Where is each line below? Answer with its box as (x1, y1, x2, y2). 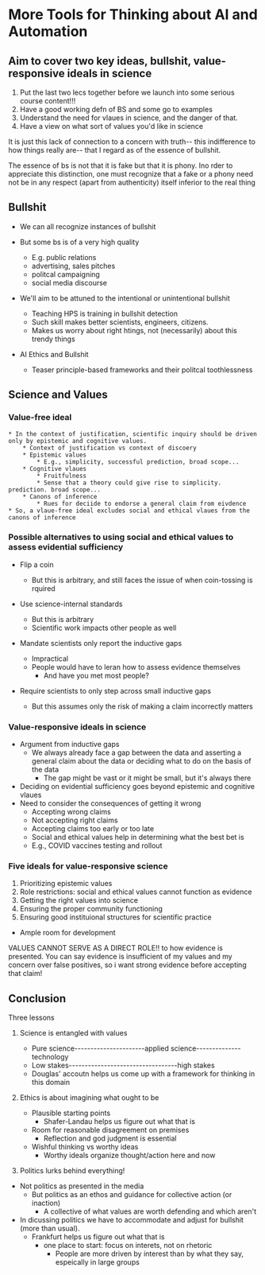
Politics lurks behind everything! (19, 1166, 125, 1176)
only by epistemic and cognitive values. (8, 437, 148, 445)
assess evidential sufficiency (8, 542, 124, 553)
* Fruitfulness (36, 472, 87, 480)
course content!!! (19, 96, 76, 105)
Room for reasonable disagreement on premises (31, 1125, 190, 1135)
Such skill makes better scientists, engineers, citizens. (31, 317, 209, 327)
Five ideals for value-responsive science (8, 861, 168, 872)
